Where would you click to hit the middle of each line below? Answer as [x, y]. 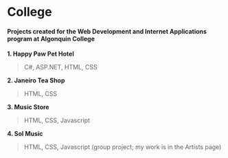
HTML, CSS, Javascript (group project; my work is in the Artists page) [123, 147]
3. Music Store [28, 107]
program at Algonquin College [51, 38]
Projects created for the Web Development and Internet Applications [107, 31]
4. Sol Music [25, 134]
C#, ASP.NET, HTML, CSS [60, 67]
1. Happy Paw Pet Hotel [41, 54]
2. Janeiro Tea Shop [36, 80]
